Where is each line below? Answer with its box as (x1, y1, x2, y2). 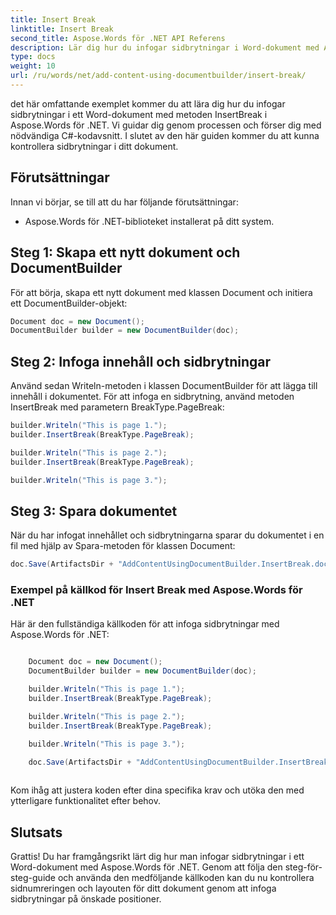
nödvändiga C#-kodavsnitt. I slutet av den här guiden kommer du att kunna (10, 129, 320, 141)
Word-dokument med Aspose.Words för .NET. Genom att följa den (10, 861, 283, 873)
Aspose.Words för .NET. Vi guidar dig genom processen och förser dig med (10, 119, 322, 131)
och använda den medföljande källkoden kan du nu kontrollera (57, 872, 315, 884)
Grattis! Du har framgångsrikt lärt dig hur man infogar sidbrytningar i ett (10, 851, 305, 863)
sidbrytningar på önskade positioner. (10, 893, 162, 905)
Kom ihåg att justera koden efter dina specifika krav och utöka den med (10, 784, 305, 796)
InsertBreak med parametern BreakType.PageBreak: (10, 401, 225, 413)
